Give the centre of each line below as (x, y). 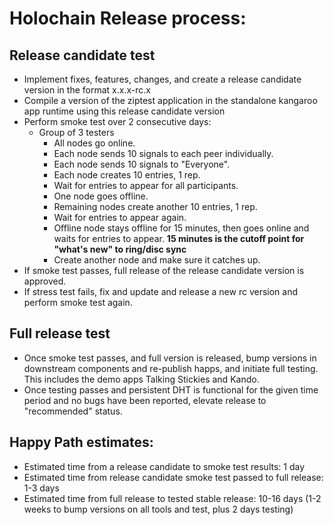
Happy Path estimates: (81, 442)
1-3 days (41, 488)
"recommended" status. (73, 411)
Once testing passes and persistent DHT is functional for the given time (171, 389)
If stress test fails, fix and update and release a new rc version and (161, 291)
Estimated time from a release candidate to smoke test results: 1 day (164, 466)
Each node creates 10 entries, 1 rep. (127, 175)
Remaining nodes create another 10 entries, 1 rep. (155, 206)
